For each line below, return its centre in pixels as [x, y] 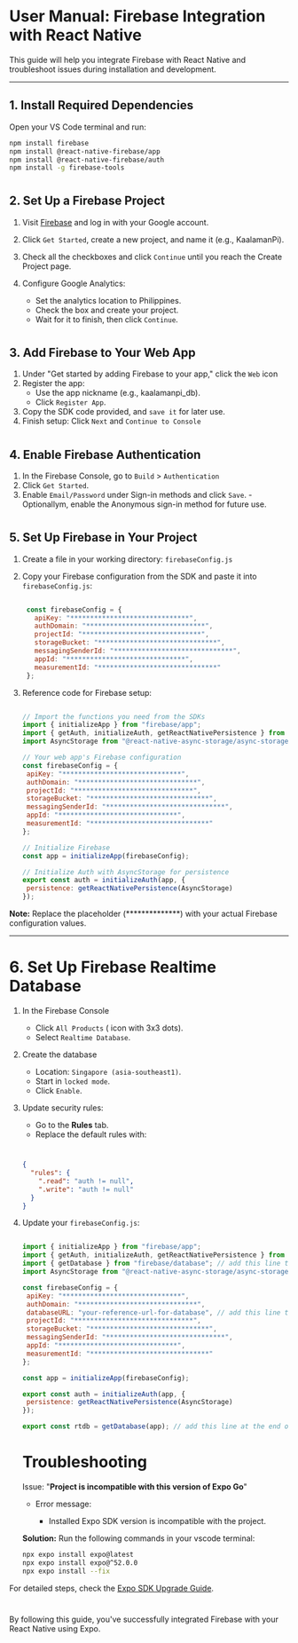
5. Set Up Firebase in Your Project [103, 537]
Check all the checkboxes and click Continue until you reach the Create [152, 257]
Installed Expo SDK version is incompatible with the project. [157, 1521]
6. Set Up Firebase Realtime [113, 967]
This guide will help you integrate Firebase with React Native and [128, 59]
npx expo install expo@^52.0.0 [80, 1563]
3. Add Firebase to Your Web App [103, 353]
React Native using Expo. [55, 1628]
